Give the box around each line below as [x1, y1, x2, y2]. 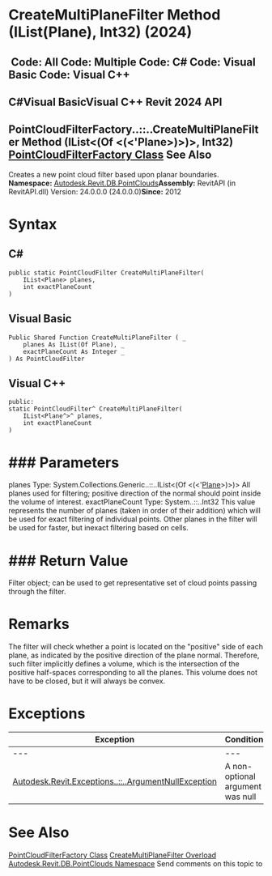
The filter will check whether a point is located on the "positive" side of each [8, 642, 263, 652]
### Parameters [8, 453, 120, 471]
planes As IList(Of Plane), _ [23, 340, 125, 349]
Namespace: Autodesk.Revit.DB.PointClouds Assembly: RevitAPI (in [8, 178, 236, 188]
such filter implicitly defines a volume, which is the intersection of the [8, 659, 240, 669]
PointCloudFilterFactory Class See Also [8, 148, 212, 162]
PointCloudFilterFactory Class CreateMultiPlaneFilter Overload [8, 850, 217, 860]
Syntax [8, 215, 57, 233]
